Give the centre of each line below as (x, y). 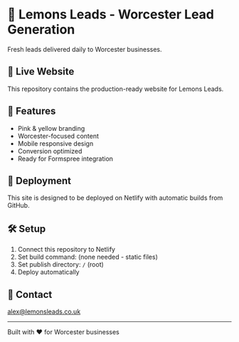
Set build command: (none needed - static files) (87, 257)
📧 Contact (30, 294)
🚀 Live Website (41, 71)
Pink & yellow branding (51, 128)
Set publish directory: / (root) (61, 264)
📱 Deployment (39, 181)
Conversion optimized (50, 151)
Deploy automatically (48, 272)
